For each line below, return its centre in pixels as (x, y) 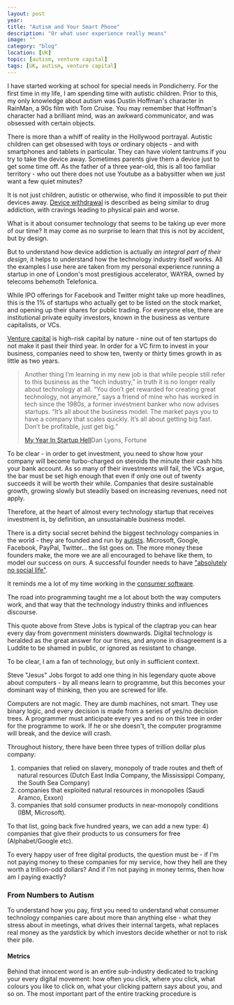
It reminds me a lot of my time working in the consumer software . (101, 583)
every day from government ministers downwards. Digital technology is (110, 633)
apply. (16, 498)
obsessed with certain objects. (51, 123)
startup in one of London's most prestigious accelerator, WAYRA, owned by (116, 274)
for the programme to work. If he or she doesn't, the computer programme (115, 726)
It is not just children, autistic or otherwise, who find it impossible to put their (117, 195)
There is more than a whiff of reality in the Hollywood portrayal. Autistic (110, 137)
